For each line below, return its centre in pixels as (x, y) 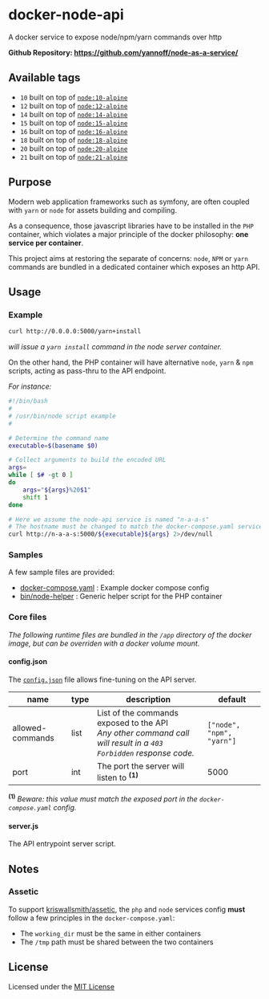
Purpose (30, 182)
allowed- (30, 728)
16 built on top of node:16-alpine (74, 131)
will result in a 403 (130, 743)
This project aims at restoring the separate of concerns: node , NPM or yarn (128, 258)
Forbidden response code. (146, 752)
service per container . (46, 243)
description (148, 699)
